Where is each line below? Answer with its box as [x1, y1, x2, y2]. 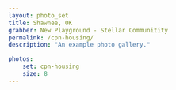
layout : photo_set [8, 11, 69, 20]
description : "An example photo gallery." [8, 41, 151, 49]
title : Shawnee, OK [8, 19, 73, 27]
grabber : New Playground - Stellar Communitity [8, 26, 169, 34]
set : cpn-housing [22, 62, 80, 71]
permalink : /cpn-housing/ [8, 33, 94, 42]
